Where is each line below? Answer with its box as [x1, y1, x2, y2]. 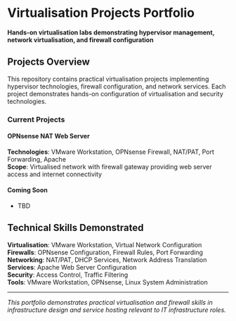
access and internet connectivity [7, 170, 103, 178]
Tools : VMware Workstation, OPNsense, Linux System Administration [7, 277, 209, 286]
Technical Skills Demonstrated [7, 222, 144, 234]
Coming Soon [7, 186, 48, 195]
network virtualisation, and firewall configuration [7, 35, 154, 44]
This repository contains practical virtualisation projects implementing [7, 74, 209, 83]
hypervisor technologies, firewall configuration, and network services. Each [7, 82, 226, 91]
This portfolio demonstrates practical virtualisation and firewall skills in [7, 298, 213, 306]
